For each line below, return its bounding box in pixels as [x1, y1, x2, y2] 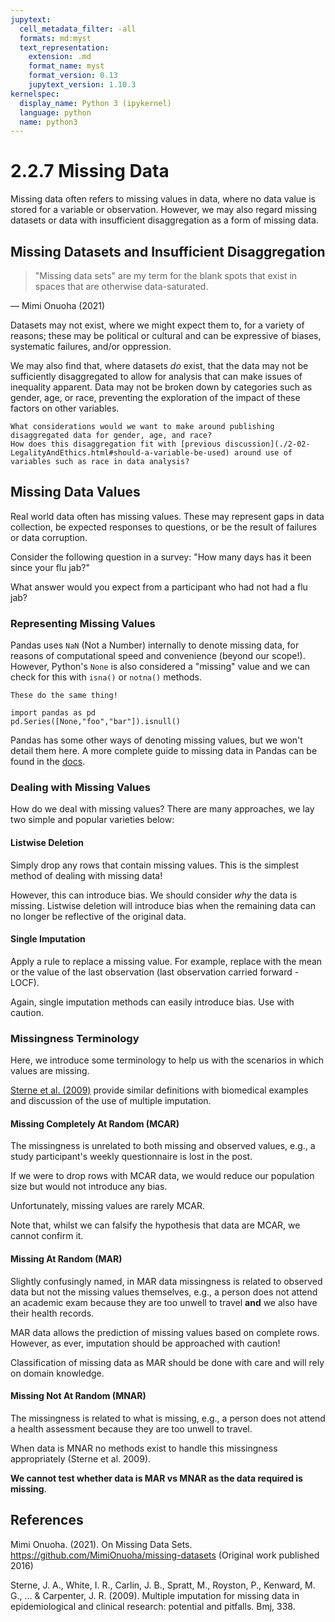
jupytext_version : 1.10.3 [28, 80, 137, 90]
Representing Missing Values [10, 616, 156, 630]
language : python [19, 107, 92, 118]
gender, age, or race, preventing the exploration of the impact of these [10, 392, 301, 403]
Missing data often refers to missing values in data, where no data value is [10, 193, 316, 205]
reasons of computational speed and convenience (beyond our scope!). [10, 650, 306, 662]
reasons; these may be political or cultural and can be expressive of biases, [10, 330, 322, 341]
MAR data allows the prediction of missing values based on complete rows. [10, 1326, 320, 1338]
